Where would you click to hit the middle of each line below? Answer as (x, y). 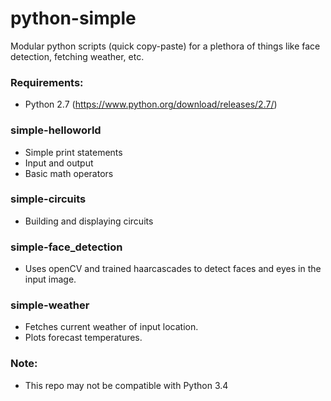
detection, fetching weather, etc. (77, 56)
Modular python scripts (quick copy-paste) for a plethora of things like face (165, 46)
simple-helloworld (56, 130)
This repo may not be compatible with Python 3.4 (126, 385)
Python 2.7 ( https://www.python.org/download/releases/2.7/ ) (151, 104)
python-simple (73, 18)
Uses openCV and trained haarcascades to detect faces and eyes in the (173, 269)
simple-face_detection (66, 247)
